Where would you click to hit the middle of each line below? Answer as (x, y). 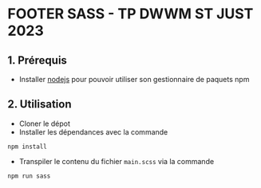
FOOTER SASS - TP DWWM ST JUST (130, 14)
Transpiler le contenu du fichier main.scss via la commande (117, 161)
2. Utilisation (40, 104)
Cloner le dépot (45, 123)
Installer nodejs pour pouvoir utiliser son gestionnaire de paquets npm (134, 79)
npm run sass (29, 176)
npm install (27, 147)
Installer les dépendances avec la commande (93, 131)
